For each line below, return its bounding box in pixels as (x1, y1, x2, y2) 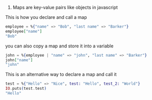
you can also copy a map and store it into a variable (5, 43, 114, 49)
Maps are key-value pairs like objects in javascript (12, 5, 118, 10)
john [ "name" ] (5, 57, 33, 63)
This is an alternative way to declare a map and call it (5, 71, 117, 78)
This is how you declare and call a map (5, 14, 87, 20)
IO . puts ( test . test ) (5, 86, 47, 91)
